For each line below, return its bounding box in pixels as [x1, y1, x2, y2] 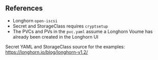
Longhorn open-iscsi [12, 17, 58, 23]
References [5, 4, 43, 13]
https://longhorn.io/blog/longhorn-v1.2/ [5, 49, 88, 55]
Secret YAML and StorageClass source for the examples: [5, 43, 125, 50]
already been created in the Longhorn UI [12, 34, 99, 40]
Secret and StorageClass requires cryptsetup [12, 23, 108, 29]
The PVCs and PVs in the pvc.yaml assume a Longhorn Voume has [12, 28, 153, 35]
